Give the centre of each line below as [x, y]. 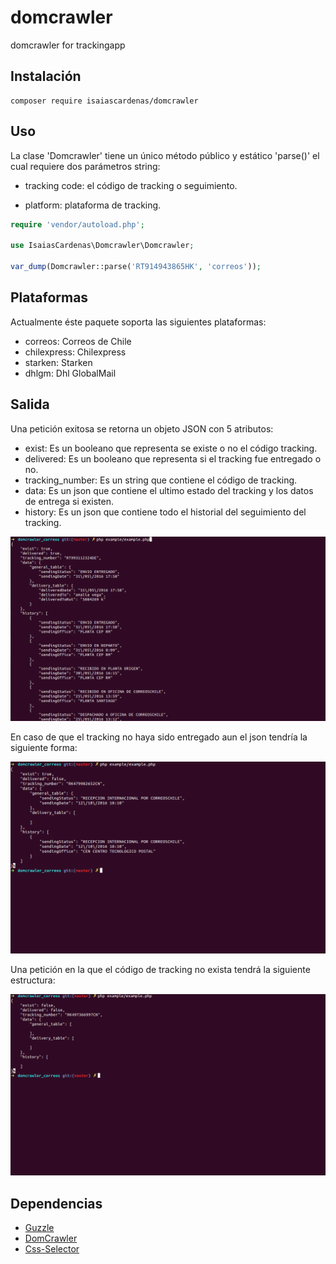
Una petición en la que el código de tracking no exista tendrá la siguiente [160, 969]
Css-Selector [52, 1249]
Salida [30, 404]
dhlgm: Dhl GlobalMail [70, 373]
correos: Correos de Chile [78, 341]
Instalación [46, 76]
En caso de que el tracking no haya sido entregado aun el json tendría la [159, 737]
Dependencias [56, 1203]
